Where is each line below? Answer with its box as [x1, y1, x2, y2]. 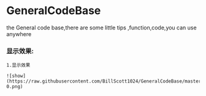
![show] [6, 73, 26, 79]
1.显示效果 [6, 62, 31, 68]
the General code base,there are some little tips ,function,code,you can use [6, 24, 197, 31]
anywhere [6, 30, 32, 37]
